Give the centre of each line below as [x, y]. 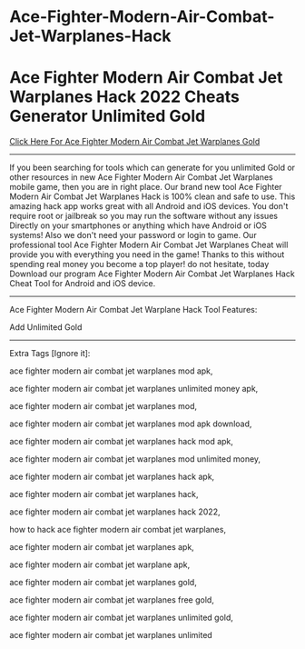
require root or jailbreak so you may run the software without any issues [144, 216]
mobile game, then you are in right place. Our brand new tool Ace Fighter [146, 187]
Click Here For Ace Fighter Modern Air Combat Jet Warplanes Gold [135, 142]
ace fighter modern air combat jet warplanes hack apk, [112, 477]
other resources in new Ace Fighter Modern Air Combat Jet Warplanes [142, 177]
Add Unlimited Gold [46, 327]
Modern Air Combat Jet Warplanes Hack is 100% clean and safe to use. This [152, 196]
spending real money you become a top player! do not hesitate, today [139, 265]
